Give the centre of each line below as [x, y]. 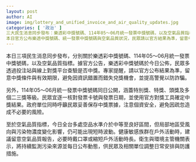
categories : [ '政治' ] [34, 28]
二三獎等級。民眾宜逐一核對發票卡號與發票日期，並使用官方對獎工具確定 [98, 97]
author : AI [19, 17]
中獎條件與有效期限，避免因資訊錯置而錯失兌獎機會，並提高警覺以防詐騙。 [100, 78]
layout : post [22, 11]
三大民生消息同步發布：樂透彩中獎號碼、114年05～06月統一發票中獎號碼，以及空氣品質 [96, 33]
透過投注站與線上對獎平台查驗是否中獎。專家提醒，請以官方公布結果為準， [95, 70]
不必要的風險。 [29, 112]
